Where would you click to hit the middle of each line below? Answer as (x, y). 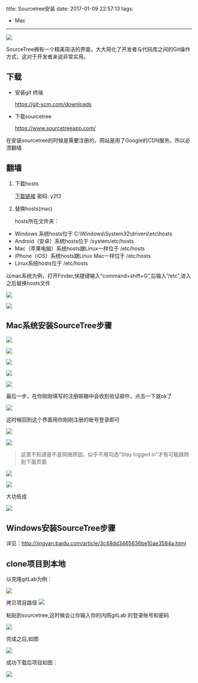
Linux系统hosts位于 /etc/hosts (51, 263)
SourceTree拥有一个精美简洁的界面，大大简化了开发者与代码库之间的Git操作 (98, 49)
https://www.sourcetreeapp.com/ (55, 128)
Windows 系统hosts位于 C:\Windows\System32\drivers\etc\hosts (93, 233)
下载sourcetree (33, 116)
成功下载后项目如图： (32, 662)
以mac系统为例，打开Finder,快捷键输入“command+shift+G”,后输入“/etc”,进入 (99, 276)
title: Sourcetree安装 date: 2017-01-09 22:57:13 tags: (70, 9)
